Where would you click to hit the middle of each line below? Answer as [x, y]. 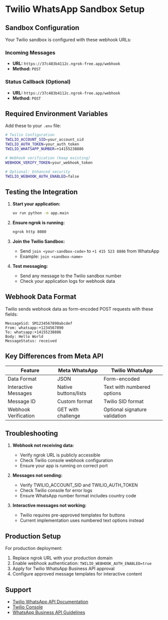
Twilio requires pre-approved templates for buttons [72, 515]
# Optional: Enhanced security [38, 172]
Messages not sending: [37, 475]
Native [65, 387]
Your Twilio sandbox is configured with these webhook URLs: [68, 40]
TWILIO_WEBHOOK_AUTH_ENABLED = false [42, 176]
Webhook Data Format [41, 297]
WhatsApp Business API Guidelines [49, 612]
